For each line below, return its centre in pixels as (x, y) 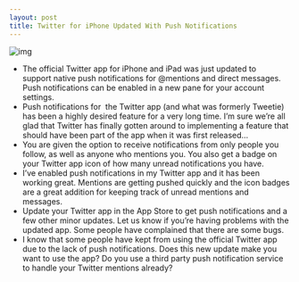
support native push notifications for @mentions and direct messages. (151, 78)
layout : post (33, 17)
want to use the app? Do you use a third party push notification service (153, 258)
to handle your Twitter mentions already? (97, 268)
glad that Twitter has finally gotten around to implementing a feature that (155, 125)
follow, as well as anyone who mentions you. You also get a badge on (149, 153)
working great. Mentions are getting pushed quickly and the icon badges (156, 182)
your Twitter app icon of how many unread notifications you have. (143, 163)
